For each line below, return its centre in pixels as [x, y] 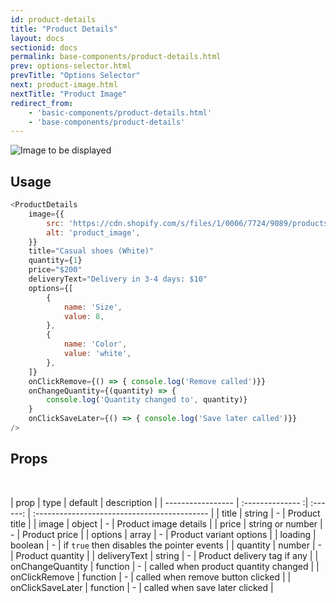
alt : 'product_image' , [93, 232]
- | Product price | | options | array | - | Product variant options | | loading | [163, 534]
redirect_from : [42, 103]
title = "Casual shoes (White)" [91, 251]
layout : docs [37, 38]
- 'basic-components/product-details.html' [120, 112]
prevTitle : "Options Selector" [75, 76]
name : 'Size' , [93, 307]
